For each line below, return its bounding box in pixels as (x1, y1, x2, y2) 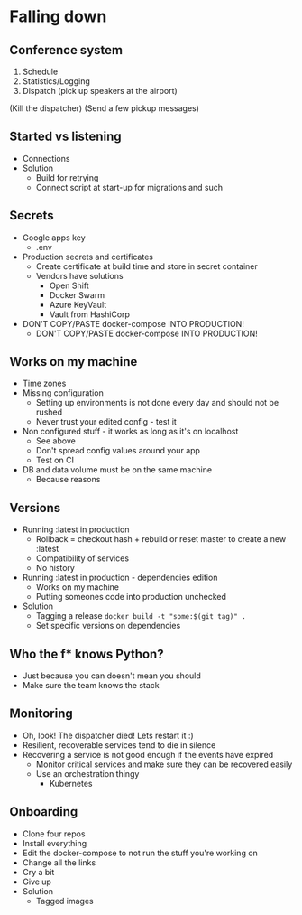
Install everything (22, 837, 87, 848)
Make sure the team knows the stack (22, 680, 160, 691)
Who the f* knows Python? (9, 646, 164, 661)
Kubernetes (49, 778, 93, 789)
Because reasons (35, 474, 101, 485)
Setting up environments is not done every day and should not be (35, 397, 279, 408)
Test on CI (35, 454, 75, 466)
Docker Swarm (49, 289, 105, 300)
